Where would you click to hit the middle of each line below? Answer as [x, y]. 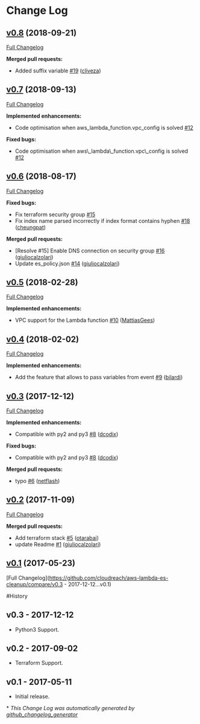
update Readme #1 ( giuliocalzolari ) [58, 544]
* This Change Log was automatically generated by [70, 708]
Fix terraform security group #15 [55, 214]
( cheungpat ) [30, 227]
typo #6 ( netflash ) [37, 481]
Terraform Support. [39, 663]
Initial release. [32, 697]
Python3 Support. [37, 629]
